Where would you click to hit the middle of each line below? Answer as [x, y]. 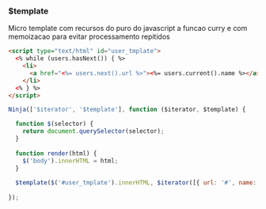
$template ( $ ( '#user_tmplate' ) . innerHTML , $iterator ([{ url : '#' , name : [136, 183]
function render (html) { [56, 153]
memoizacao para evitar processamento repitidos [89, 36]
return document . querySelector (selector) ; [93, 131]
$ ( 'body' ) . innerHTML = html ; [70, 161]
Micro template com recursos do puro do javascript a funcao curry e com [128, 28]
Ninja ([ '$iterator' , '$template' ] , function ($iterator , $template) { [127, 110]
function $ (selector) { [54, 124]
